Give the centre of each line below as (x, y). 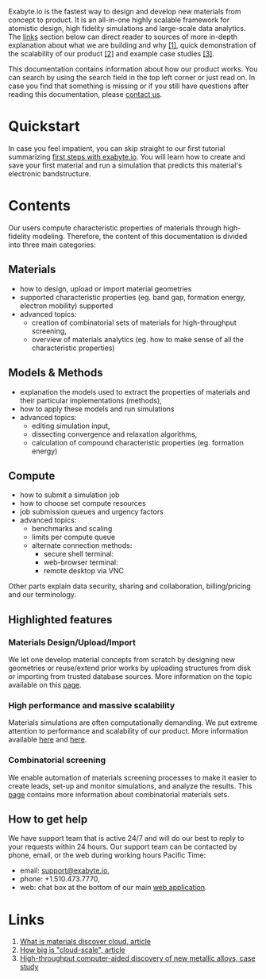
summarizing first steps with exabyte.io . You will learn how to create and (127, 156)
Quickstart (44, 127)
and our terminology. (42, 595)
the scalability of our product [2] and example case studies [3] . (111, 54)
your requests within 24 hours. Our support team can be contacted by (123, 847)
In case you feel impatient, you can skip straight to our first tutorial (117, 148)
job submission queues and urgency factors (92, 512)
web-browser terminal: (81, 562)
